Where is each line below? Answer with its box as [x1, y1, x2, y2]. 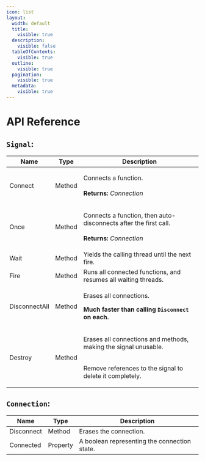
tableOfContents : [12, 49, 56, 55]
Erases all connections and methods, [83, 334, 189, 343]
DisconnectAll [9, 302, 49, 311]
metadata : [12, 83, 37, 89]
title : [12, 26, 29, 32]
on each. [83, 312, 109, 321]
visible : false [17, 43, 56, 50]
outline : [12, 60, 34, 66]
